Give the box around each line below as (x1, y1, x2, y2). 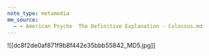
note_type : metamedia (7, 10, 70, 17)
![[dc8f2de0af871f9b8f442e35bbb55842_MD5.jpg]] (7, 42, 156, 50)
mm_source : (7, 16, 39, 23)
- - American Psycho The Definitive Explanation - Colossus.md (13, 23, 203, 29)
